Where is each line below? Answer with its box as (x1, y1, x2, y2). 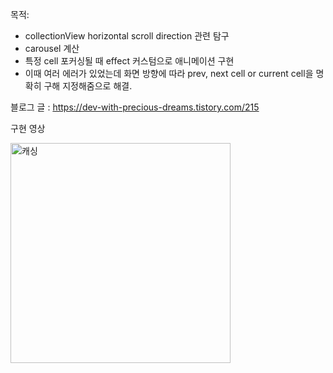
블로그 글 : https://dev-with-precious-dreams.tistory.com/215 (10, 101, 260, 113)
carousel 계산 (24, 43, 80, 54)
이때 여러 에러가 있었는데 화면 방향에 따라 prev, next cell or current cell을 (24, 68, 314, 79)
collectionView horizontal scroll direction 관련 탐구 (24, 30, 230, 42)
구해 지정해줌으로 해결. (43, 80, 133, 92)
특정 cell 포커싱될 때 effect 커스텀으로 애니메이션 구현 (24, 55, 235, 67)
